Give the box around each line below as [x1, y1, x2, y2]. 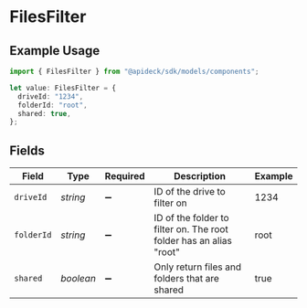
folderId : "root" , [17, 101, 89, 110]
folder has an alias [153, 235, 233, 248]
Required [104, 170, 145, 183]
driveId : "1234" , [17, 91, 84, 101]
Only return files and [153, 260, 242, 273]
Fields [9, 143, 46, 158]
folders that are [153, 272, 219, 285]
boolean [60, 272, 96, 285]
